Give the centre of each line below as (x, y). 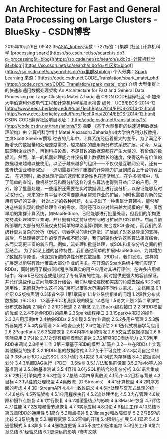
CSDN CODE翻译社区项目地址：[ (39, 119)
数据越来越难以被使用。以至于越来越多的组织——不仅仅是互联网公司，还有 (81, 163)
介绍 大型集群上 (144, 84)
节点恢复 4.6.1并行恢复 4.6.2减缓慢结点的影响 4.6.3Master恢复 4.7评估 (89, 400)
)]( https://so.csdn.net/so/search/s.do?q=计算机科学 (102, 59)
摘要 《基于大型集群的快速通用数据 (118, 126)
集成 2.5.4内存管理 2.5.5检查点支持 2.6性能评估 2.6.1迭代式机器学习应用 (86, 325)
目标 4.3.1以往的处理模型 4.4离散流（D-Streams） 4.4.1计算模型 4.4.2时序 (80, 381)
